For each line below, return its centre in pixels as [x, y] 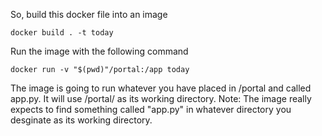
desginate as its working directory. [81, 120]
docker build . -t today [62, 33]
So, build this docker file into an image [89, 14]
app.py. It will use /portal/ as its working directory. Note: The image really [161, 98]
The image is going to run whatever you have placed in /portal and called [161, 88]
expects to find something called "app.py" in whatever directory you [151, 109]
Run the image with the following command [99, 51]
